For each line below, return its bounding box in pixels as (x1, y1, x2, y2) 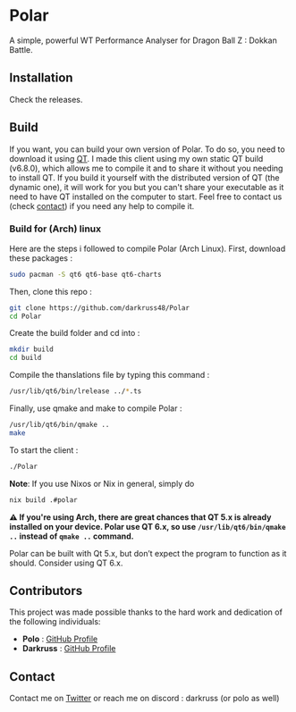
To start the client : (9, 444, 79, 456)
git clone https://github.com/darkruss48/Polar (9, 303, 190, 313)
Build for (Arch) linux (9, 222, 102, 235)
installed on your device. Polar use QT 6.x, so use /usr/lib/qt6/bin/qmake (9, 521, 286, 532)
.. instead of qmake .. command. (9, 531, 134, 541)
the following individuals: (9, 616, 101, 627)
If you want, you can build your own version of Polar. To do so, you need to (9, 144, 285, 155)
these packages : (9, 252, 73, 264)
